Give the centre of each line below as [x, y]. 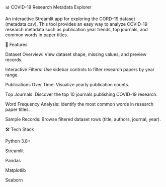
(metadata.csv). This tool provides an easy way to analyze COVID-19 [76, 24]
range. [12, 75]
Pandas [13, 161]
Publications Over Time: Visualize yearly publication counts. [67, 84]
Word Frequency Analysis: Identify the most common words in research [79, 104]
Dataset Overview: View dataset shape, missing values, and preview [76, 54]
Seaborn [14, 180]
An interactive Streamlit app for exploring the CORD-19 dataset [70, 19]
